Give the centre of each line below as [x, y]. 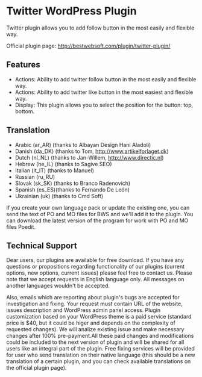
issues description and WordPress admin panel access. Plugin [84, 310]
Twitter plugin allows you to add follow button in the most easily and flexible [100, 28]
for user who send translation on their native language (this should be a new [101, 355]
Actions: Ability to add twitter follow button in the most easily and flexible [106, 79]
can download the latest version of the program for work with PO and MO [97, 220]
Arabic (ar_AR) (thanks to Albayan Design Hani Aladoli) [83, 145]
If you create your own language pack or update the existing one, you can [98, 207]
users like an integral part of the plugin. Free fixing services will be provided [100, 349]
